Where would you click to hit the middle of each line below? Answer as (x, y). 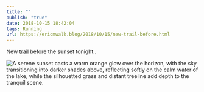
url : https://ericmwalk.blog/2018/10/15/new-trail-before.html (88, 34)
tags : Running (24, 29)
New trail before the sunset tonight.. (51, 51)
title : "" (19, 12)
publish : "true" (27, 18)
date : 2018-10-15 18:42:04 (40, 23)
